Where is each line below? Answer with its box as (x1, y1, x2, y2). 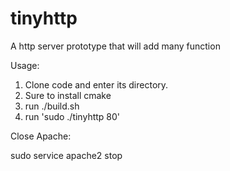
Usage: (10, 59, 40, 71)
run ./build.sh (24, 100, 80, 112)
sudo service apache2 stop (10, 149, 123, 161)
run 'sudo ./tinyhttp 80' (24, 110, 121, 122)
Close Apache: (10, 130, 72, 142)
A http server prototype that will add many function (10, 40, 221, 52)
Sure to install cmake (24, 89, 112, 101)
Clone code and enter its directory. (24, 78, 169, 91)
